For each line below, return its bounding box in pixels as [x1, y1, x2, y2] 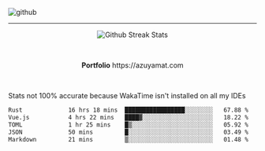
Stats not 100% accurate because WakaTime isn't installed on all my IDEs [8, 91, 246, 100]
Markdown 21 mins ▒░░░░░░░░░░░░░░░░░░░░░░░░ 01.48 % [8, 135, 248, 143]
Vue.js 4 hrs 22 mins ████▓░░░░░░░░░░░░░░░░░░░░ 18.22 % [8, 113, 248, 121]
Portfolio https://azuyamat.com [81, 61, 184, 70]
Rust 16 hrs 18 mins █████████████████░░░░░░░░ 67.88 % [8, 106, 248, 114]
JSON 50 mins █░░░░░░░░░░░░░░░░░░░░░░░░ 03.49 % [8, 128, 248, 136]
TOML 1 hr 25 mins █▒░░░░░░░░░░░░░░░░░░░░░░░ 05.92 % [8, 120, 248, 129]
